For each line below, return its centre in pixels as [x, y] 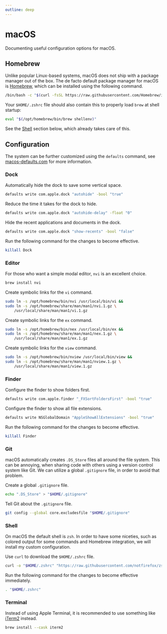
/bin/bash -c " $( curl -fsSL [34, 95]
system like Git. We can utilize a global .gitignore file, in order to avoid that [83, 470]
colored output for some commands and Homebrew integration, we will [78, 542]
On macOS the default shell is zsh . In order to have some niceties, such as [81, 537]
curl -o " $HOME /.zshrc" [30, 566]
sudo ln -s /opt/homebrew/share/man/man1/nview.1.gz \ [63, 362]
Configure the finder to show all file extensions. [54, 408]
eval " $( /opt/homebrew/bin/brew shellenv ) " [51, 119]
